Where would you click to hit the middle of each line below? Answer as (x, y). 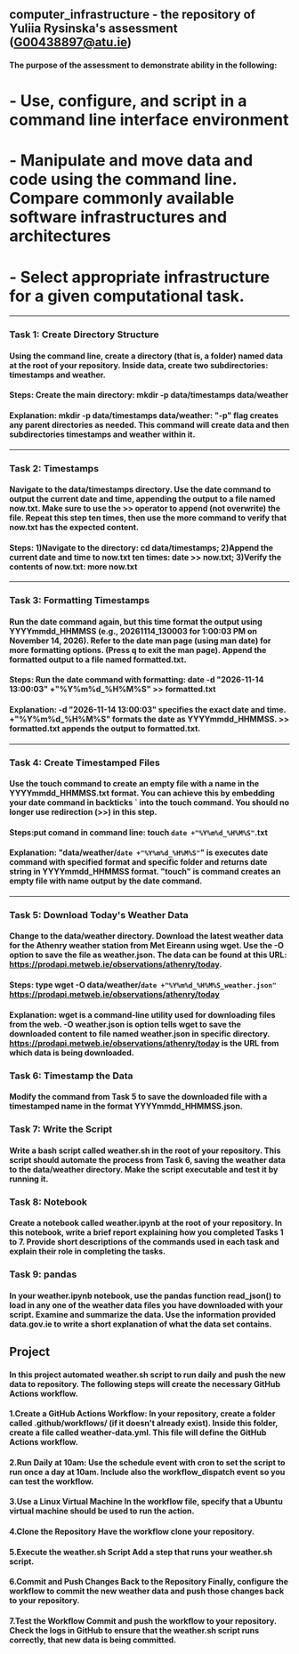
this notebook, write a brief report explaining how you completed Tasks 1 (146, 1232)
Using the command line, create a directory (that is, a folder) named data (146, 356)
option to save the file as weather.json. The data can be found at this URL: (148, 955)
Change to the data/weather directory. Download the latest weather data (146, 936)
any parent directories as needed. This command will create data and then (149, 425)
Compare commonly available (122, 198)
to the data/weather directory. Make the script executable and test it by (144, 1169)
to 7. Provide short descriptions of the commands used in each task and (145, 1242)
